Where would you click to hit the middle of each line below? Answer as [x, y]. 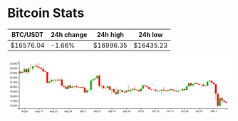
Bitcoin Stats [46, 13]
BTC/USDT [28, 35]
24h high [110, 35]
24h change [69, 35]
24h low [150, 35]
